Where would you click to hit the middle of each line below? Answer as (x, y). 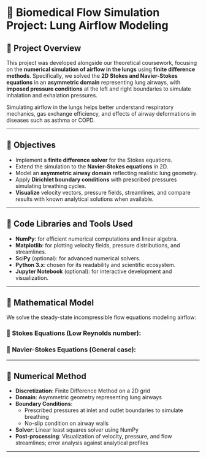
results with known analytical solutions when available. (84, 199)
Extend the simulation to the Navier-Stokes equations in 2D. (92, 166)
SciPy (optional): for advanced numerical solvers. (78, 258)
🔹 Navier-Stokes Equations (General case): (71, 350)
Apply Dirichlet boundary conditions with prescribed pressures (96, 179)
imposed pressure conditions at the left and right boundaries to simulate (99, 89)
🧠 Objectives (31, 145)
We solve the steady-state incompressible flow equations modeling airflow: (101, 317)
